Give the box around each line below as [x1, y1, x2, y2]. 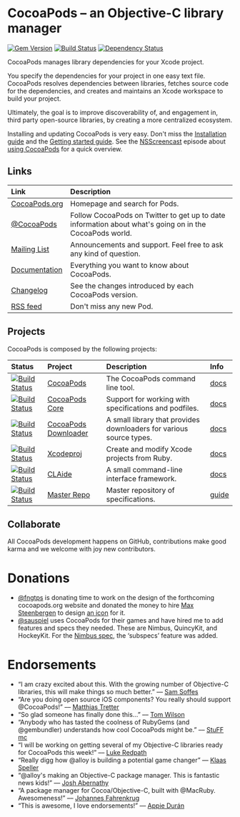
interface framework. [106, 473, 177, 483]
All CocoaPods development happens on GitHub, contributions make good [7, 537, 227, 546]
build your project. [7, 94, 61, 103]
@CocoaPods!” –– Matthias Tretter [17, 703, 120, 711]
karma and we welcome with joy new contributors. [7, 545, 156, 553]
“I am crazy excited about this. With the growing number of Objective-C [17, 680, 229, 688]
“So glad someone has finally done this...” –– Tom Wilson [17, 711, 185, 719]
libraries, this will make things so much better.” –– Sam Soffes [17, 688, 199, 696]
